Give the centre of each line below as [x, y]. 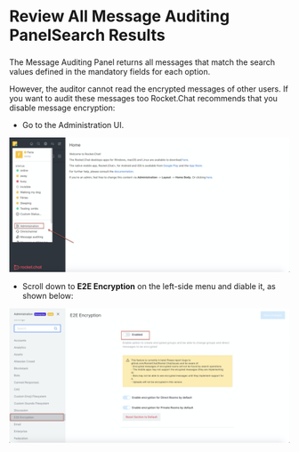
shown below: [48, 296]
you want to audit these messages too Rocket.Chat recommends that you [144, 99]
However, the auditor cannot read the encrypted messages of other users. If [149, 89]
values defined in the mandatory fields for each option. [110, 72]
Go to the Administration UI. [73, 125]
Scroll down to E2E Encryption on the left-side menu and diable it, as [149, 287]
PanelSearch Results [88, 35]
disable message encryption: [62, 108]
